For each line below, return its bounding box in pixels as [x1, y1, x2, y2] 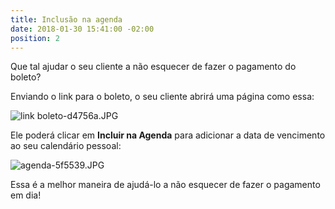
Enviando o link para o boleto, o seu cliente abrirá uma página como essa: [10, 91, 315, 103]
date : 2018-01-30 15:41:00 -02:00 [10, 24, 155, 34]
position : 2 [10, 33, 60, 43]
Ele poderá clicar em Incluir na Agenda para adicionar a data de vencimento [10, 129, 326, 141]
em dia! [10, 189, 42, 201]
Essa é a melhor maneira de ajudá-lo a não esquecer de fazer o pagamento [10, 179, 321, 191]
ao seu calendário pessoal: [10, 140, 122, 152]
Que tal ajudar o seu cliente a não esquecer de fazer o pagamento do [10, 61, 297, 73]
